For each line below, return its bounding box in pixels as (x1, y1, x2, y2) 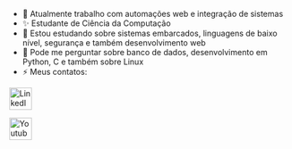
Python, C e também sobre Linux (21, 56, 144, 67)
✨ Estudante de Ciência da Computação (21, 18, 172, 29)
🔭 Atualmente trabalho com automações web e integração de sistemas (21, 9, 284, 19)
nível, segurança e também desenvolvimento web (21, 37, 206, 48)
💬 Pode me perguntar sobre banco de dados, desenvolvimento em (21, 47, 268, 57)
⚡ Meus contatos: (21, 67, 88, 77)
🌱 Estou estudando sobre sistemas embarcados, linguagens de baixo (21, 28, 278, 38)
